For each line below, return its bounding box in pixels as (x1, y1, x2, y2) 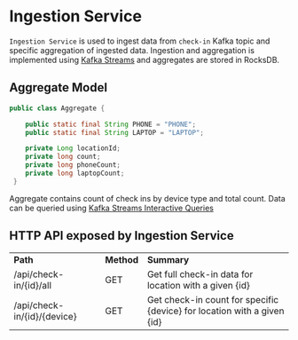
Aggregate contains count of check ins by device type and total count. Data (9, 193, 286, 203)
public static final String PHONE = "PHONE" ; (25, 120, 197, 129)
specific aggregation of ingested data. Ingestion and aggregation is (9, 44, 255, 55)
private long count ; (25, 153, 101, 162)
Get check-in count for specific (146, 293, 279, 305)
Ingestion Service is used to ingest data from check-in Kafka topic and (9, 36, 271, 46)
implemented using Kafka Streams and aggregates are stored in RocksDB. (9, 54, 280, 65)
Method (105, 253, 139, 265)
